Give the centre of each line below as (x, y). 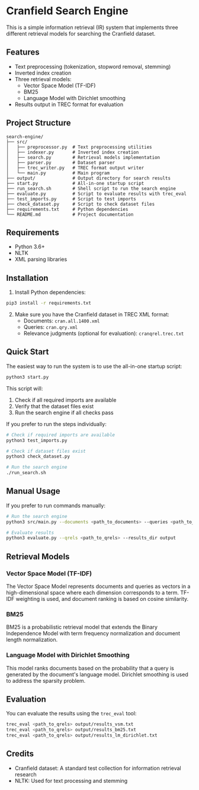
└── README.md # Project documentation (70, 215)
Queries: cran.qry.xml (51, 327)
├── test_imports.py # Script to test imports (71, 199)
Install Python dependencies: (50, 292)
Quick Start (28, 352)
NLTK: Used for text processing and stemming (71, 781)
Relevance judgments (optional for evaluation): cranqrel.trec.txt (104, 334)
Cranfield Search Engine (67, 11)
